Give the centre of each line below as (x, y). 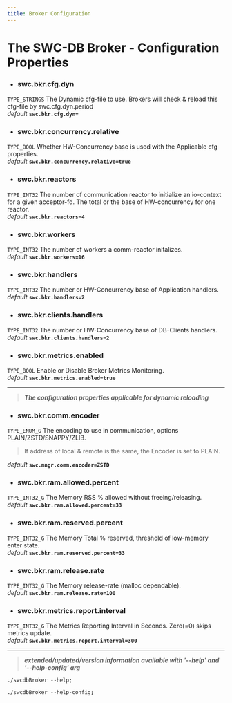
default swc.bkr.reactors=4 (46, 216)
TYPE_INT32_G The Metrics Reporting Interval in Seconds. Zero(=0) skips (109, 626)
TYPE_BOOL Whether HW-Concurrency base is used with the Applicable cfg (113, 147)
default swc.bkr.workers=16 (46, 257)
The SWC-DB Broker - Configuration (113, 47)
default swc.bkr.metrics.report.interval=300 (72, 641)
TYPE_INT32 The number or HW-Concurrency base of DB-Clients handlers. (112, 330)
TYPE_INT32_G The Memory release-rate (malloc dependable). (94, 585)
